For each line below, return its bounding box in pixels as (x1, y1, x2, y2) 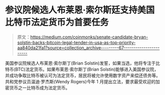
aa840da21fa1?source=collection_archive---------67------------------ (17, 45, 160, 51)
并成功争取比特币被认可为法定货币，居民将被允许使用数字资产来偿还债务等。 (5, 72, 161, 78)
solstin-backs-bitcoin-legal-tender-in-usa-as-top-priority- (17, 39, 136, 45)
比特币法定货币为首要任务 (5, 17, 109, 28)
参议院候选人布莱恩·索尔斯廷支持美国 (5, 4, 155, 16)
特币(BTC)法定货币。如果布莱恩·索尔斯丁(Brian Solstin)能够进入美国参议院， (5, 66, 159, 72)
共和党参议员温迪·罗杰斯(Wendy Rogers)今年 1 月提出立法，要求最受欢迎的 (5, 78, 156, 84)
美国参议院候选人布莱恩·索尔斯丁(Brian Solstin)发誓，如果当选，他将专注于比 (5, 60, 160, 66)
